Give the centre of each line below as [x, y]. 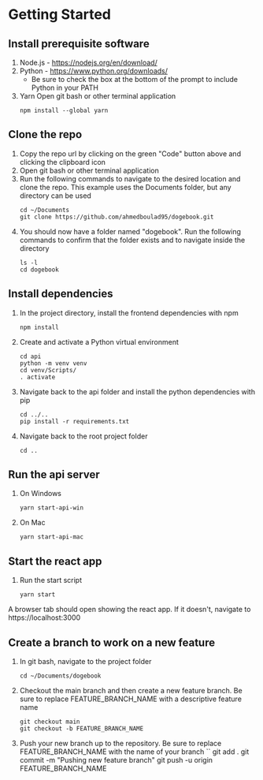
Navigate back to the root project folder [83, 436]
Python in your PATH [65, 88]
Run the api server [54, 475]
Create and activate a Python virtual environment [99, 341]
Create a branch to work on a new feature [111, 642]
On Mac [32, 523]
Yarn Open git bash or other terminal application [98, 96]
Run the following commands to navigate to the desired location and [130, 178]
